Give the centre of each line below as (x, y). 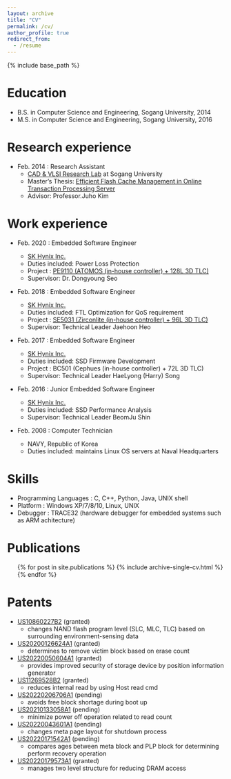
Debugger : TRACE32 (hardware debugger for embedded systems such (119, 513)
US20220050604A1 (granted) (59, 658)
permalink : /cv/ (30, 26)
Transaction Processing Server (71, 188)
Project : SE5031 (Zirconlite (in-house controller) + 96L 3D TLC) (118, 319)
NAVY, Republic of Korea (63, 444)
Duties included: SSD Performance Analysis (90, 410)
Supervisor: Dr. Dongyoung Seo (72, 278)
